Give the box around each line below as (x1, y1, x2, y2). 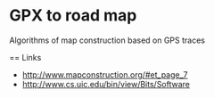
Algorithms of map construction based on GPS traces (9, 35, 205, 45)
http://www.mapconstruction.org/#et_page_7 (21, 69, 189, 80)
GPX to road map (9, 5, 137, 26)
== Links (9, 52, 42, 62)
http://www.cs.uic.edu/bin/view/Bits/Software (21, 78, 190, 89)
